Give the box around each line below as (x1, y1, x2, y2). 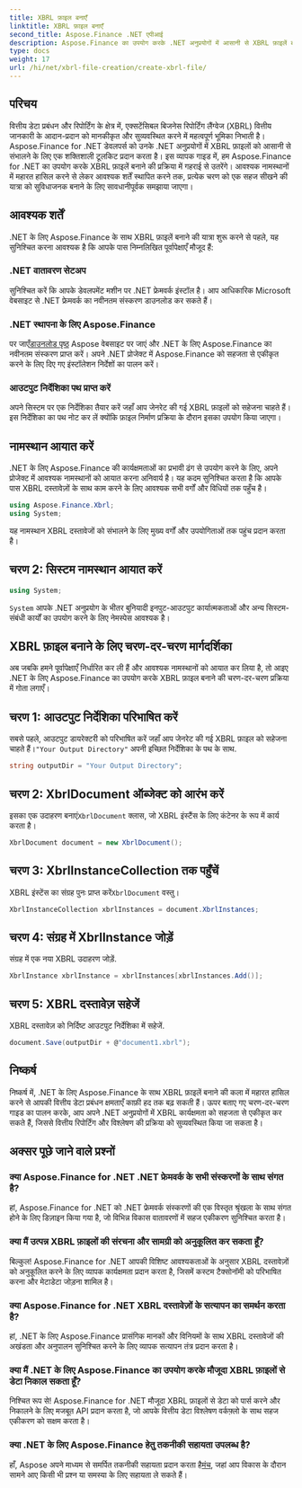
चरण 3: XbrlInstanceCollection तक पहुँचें (9, 864, 219, 879)
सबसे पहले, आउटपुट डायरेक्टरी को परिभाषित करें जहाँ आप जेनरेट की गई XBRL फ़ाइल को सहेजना (9, 733, 288, 744)
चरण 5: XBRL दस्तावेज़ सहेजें (9, 996, 140, 1012)
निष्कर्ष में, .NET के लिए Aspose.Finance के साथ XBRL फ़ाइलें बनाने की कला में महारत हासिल (9, 1086, 289, 1097)
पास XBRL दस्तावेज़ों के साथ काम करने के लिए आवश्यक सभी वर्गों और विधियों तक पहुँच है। (9, 483, 268, 494)
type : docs (9, 47, 50, 56)
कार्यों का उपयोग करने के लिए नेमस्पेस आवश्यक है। (26, 612, 171, 623)
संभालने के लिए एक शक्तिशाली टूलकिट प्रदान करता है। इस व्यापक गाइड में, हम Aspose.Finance (9, 150, 292, 162)
